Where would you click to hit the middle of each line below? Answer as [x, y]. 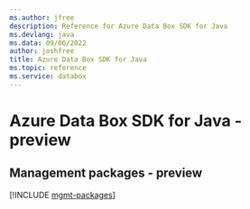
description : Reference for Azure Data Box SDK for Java [119, 26]
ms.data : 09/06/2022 [48, 43]
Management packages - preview [106, 173]
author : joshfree [42, 51]
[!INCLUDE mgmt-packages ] [62, 195]
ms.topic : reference [48, 68]
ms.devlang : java [42, 34]
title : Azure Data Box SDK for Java [78, 59]
